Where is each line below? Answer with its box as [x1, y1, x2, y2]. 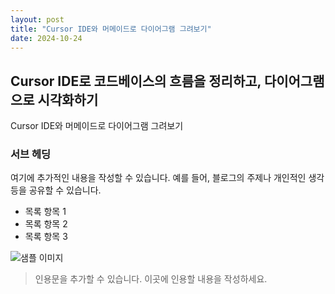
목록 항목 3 [24, 231, 68, 243]
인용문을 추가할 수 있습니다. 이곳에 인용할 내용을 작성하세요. [34, 273, 268, 285]
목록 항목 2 [24, 218, 68, 230]
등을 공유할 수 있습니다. [10, 184, 102, 196]
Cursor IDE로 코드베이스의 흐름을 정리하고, [10, 72, 262, 90]
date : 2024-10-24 [10, 33, 83, 43]
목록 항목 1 [24, 206, 67, 218]
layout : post [10, 14, 65, 25]
